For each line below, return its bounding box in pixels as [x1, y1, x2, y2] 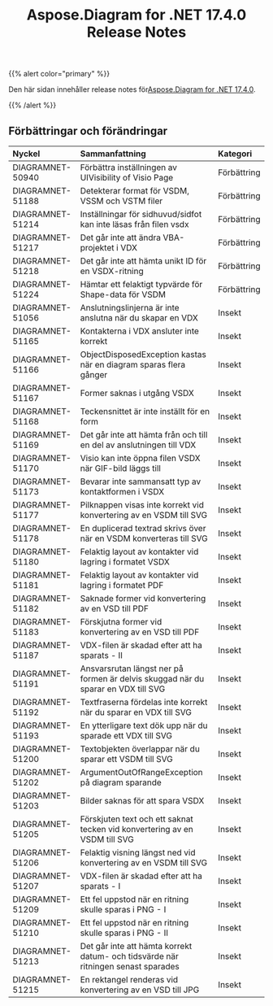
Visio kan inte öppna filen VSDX [80, 453, 201, 464]
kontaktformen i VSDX [80, 486, 165, 497]
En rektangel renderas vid [80, 974, 179, 985]
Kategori [218, 148, 253, 159]
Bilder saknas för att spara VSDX [80, 795, 205, 806]
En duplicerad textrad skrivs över [80, 523, 206, 533]
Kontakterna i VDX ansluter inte [80, 325, 199, 337]
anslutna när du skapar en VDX [80, 312, 199, 323]
